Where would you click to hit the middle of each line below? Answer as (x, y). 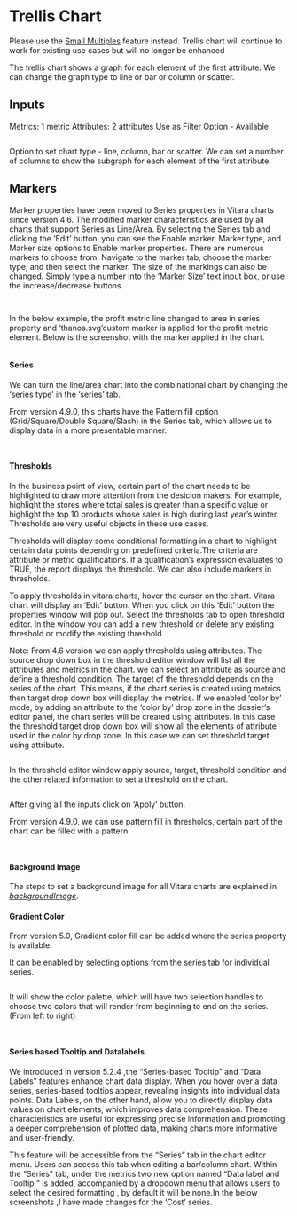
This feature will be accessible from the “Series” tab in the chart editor (137, 1155)
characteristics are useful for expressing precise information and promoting (147, 1118)
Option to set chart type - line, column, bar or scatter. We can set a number (146, 151)
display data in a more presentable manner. (88, 430)
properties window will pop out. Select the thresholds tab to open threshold (147, 614)
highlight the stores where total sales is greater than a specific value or (139, 504)
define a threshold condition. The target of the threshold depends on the (141, 679)
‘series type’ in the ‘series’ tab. (65, 394)
